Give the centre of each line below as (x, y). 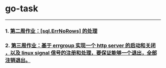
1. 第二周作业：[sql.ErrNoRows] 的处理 (51, 31)
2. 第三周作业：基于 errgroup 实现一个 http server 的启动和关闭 (80, 45)
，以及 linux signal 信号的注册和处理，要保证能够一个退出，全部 (81, 53)
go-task (22, 9)
